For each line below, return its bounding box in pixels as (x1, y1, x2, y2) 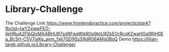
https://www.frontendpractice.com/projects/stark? (46, 20, 151, 26)
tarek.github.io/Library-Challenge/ (5, 41, 76, 47)
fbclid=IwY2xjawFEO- (5, 25, 51, 31)
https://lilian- (132, 36, 159, 42)
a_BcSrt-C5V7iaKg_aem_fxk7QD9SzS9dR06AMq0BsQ (5, 36, 118, 42)
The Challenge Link (5, 20, 45, 26)
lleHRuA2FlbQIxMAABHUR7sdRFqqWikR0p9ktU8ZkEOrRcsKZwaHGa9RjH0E (5, 30, 164, 36)
